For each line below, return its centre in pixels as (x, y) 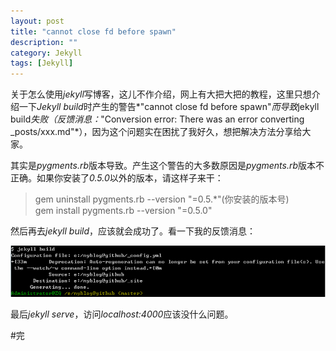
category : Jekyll (46, 53)
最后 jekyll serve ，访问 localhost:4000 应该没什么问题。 (122, 314)
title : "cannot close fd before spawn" (93, 31)
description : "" (44, 42)
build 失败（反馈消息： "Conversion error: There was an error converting (157, 119)
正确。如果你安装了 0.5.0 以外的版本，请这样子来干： (117, 178)
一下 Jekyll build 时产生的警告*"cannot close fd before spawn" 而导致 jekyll (169, 107)
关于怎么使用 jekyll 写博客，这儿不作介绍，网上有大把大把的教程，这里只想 (161, 94)
